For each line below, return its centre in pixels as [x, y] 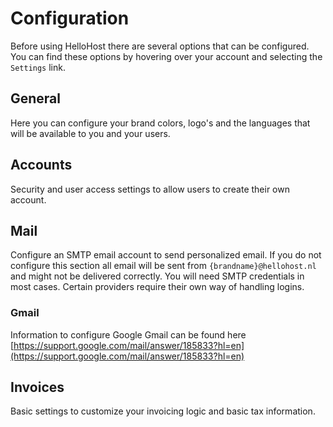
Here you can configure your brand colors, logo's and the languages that [160, 123]
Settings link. [38, 67]
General [36, 98]
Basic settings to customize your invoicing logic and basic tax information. [163, 411]
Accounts [41, 165]
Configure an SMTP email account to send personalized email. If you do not [166, 255]
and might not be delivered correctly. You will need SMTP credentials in [157, 276]
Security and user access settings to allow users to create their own [150, 189]
